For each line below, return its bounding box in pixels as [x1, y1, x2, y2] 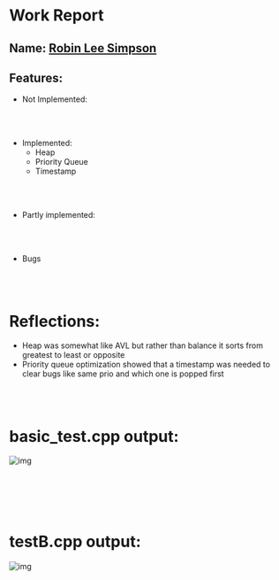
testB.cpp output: [9, 532, 141, 552]
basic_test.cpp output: [9, 426, 179, 446]
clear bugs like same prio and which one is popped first [21, 368, 224, 379]
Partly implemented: [21, 210, 95, 220]
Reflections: [9, 311, 101, 331]
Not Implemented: [21, 94, 88, 104]
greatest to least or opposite [21, 350, 125, 360]
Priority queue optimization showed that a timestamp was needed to [21, 360, 271, 370]
